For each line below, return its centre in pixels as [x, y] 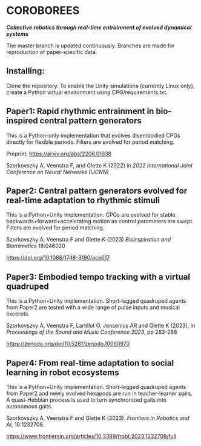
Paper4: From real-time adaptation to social [90, 363]
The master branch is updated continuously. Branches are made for [91, 46]
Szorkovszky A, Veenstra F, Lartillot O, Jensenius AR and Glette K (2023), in [101, 326]
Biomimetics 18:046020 [36, 246]
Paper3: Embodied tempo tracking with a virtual [98, 277]
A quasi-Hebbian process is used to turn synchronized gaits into [87, 400]
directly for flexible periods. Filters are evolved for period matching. [90, 142]
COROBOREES [43, 11]
